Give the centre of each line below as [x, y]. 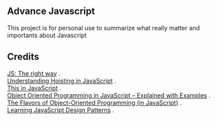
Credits [23, 57]
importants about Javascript [47, 35]
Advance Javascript [51, 11]
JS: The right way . [34, 73]
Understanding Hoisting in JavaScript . [62, 80]
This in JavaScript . [34, 88]
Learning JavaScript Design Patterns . [61, 110]
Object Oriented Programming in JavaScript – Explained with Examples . [109, 95]
